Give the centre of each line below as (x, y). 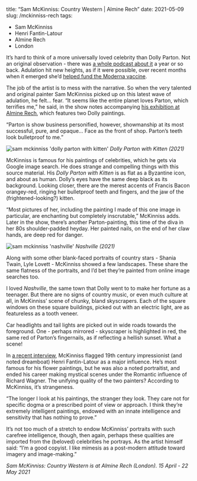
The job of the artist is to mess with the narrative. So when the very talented (99, 88)
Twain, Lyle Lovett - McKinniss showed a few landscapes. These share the (97, 264)
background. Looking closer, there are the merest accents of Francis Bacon (98, 185)
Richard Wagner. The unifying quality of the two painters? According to (93, 381)
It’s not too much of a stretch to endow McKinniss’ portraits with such (91, 429)
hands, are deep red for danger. (45, 235)
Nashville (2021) (95, 246)
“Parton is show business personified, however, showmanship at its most (95, 124)
